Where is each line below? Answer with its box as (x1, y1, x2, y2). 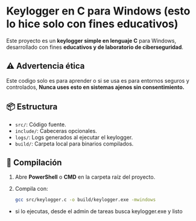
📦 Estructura (6, 101, 58, 112)
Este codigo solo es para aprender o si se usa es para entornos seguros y (6, 77, 190, 84)
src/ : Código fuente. (14, 121, 66, 128)
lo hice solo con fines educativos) (6, 17, 179, 31)
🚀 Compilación (6, 157, 62, 167)
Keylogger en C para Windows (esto (6, 4, 191, 18)
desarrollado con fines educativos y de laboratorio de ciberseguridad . (6, 43, 184, 51)
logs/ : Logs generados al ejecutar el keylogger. (14, 133, 133, 141)
